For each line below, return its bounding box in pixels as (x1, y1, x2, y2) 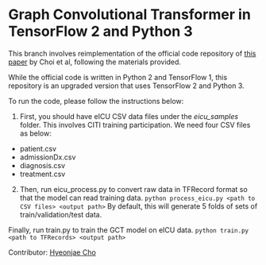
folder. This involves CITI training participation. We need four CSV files (19, 120, 251, 129)
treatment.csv (19, 169, 66, 179)
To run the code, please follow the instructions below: (8, 96, 184, 106)
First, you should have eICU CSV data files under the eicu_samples (19, 111, 239, 121)
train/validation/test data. (19, 209, 102, 219)
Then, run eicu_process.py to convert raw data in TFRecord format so (19, 184, 248, 194)
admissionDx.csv (19, 152, 76, 162)
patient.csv (19, 144, 57, 153)
